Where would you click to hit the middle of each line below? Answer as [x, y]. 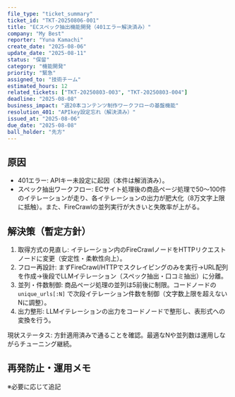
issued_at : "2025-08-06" [44, 118]
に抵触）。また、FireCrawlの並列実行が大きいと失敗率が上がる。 [110, 207]
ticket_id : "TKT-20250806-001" [53, 20]
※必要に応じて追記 [34, 386]
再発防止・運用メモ [49, 368]
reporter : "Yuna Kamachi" [45, 40]
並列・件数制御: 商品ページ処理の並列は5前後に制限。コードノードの [117, 285]
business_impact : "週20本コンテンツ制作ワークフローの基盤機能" [93, 106]
